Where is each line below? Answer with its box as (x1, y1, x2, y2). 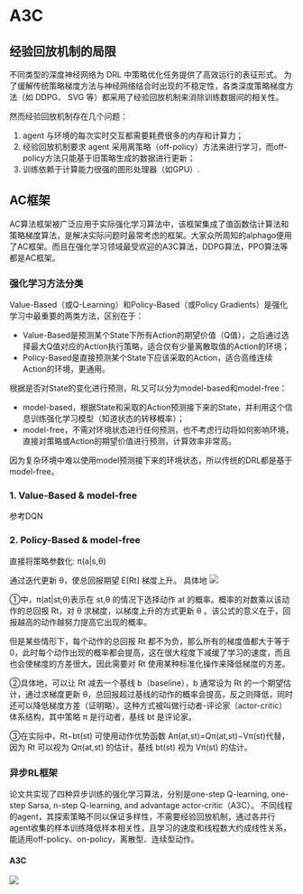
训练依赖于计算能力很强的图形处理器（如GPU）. (22, 164, 200, 174)
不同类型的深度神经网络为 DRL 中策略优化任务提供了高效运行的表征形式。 (9, 69, 282, 79)
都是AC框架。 (9, 252, 60, 263)
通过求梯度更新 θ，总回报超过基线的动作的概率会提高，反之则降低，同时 (24, 688, 293, 699)
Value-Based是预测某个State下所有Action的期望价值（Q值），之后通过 (22, 330, 282, 341)
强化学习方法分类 (9, 277, 84, 290)
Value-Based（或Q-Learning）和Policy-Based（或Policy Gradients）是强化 (9, 300, 289, 310)
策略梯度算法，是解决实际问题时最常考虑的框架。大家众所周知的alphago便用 (9, 229, 292, 240)
